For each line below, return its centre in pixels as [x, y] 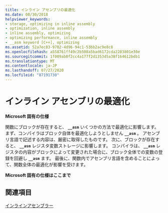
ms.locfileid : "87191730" [32, 75]
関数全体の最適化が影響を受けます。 [51, 164]
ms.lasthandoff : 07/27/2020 [35, 71]
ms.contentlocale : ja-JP [31, 66]
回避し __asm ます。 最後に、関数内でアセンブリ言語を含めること [80, 158]
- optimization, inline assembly [40, 29]
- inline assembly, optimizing [38, 33]
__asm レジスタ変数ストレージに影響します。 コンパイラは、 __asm [87, 145]
